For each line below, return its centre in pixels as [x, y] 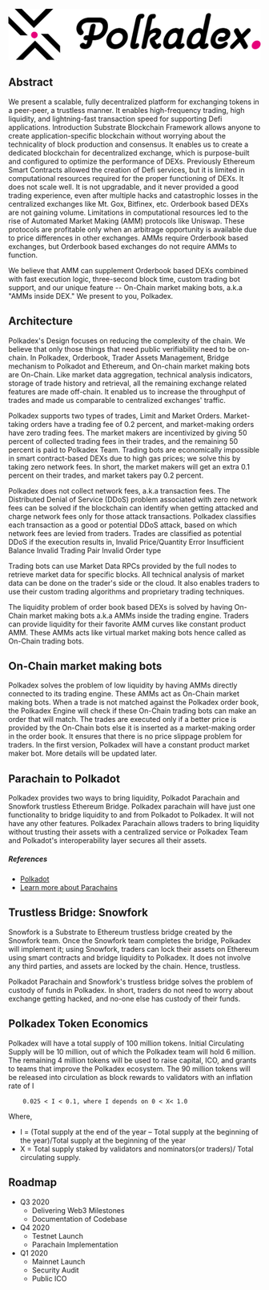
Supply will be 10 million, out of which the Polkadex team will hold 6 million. [132, 1051]
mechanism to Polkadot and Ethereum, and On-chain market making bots [129, 366]
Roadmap [33, 1183]
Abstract [31, 82]
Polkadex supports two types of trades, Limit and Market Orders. [115, 415]
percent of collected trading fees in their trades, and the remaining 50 [123, 441]
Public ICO [49, 1278]
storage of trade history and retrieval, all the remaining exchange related [127, 383]
